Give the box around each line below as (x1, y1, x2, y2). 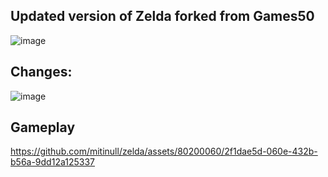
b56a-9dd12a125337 (10, 156, 95, 168)
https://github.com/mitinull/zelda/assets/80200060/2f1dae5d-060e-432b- (10, 145, 318, 158)
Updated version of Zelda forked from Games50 (10, 8, 315, 25)
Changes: (10, 64, 73, 81)
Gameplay (10, 119, 76, 136)
